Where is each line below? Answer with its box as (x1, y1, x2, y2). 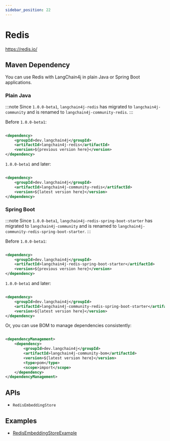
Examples (5, 416, 37, 425)
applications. (5, 79, 32, 86)
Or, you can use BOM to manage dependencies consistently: (5, 323, 132, 329)
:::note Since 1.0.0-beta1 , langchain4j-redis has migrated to (5, 103, 133, 109)
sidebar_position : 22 (5, 7, 51, 13)
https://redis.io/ (5, 46, 37, 52)
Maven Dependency (5, 60, 70, 69)
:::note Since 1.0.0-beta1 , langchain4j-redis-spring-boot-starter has (5, 217, 153, 223)
